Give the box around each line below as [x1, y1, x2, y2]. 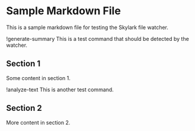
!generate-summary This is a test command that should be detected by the [6, 35, 190, 42]
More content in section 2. [6, 119, 71, 126]
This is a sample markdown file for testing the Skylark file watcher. [6, 24, 169, 31]
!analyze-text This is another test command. [6, 86, 114, 93]
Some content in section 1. [6, 74, 71, 81]
